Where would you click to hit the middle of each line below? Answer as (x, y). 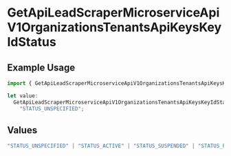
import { (20, 84)
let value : (23, 96)
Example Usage (41, 67)
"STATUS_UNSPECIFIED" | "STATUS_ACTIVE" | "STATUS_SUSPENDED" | (101, 146)
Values (22, 130)
